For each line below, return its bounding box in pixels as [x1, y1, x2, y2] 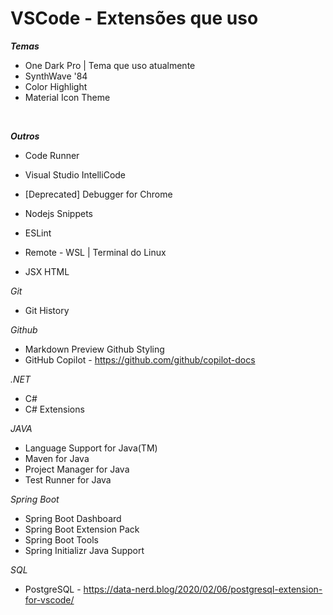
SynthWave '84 [24, 70, 88, 82]
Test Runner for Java [24, 473, 112, 486]
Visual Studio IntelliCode [24, 168, 127, 181]
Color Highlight [24, 80, 88, 92]
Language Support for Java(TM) [24, 442, 158, 454]
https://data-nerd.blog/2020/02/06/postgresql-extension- [83, 583, 323, 595]
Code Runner [24, 149, 80, 161]
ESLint [24, 227, 52, 239]
